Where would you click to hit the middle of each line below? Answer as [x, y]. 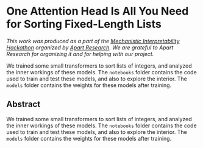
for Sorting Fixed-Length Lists [84, 24]
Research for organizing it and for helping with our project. [80, 54]
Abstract [23, 104]
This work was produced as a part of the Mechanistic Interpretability [93, 41]
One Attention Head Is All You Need [98, 11]
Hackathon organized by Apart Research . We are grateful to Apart [90, 48]
